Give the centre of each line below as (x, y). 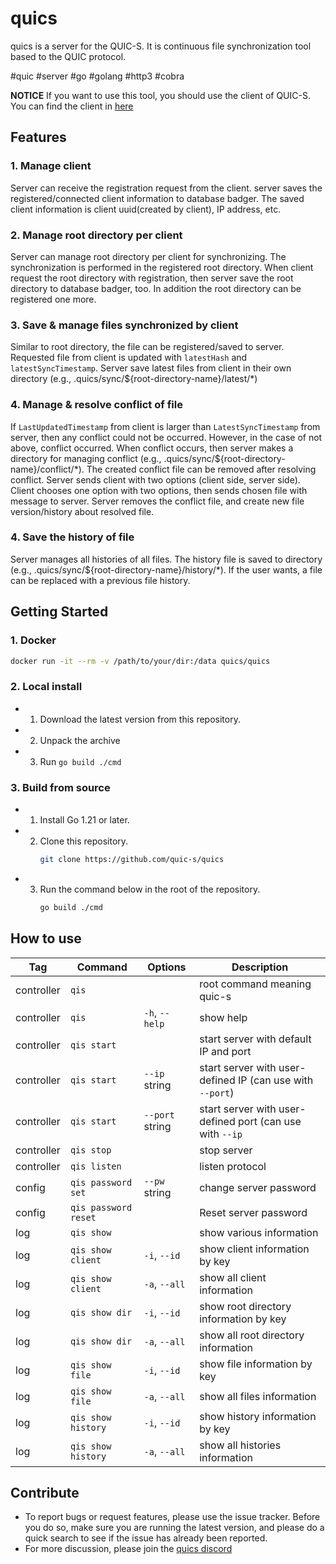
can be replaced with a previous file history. (100, 580)
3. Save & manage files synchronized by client (124, 325)
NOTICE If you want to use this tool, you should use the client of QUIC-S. (160, 95)
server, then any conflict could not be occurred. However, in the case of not (166, 437)
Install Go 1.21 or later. (84, 819)
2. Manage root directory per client (96, 235)
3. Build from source (60, 787)
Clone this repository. (84, 841)
